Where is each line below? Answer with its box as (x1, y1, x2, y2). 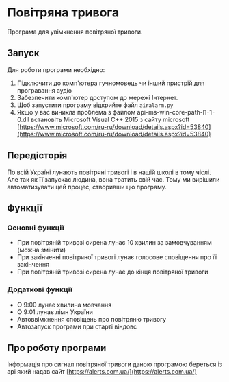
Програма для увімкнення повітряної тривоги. (7, 27, 143, 36)
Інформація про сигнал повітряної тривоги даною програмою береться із (7, 360, 223, 368)
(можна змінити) (16, 246, 66, 254)
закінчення (16, 261, 50, 269)
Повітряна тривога (7, 5, 120, 21)
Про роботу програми (7, 342, 107, 354)
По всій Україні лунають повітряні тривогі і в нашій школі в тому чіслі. (7, 168, 212, 176)
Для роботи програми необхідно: (7, 65, 105, 73)
